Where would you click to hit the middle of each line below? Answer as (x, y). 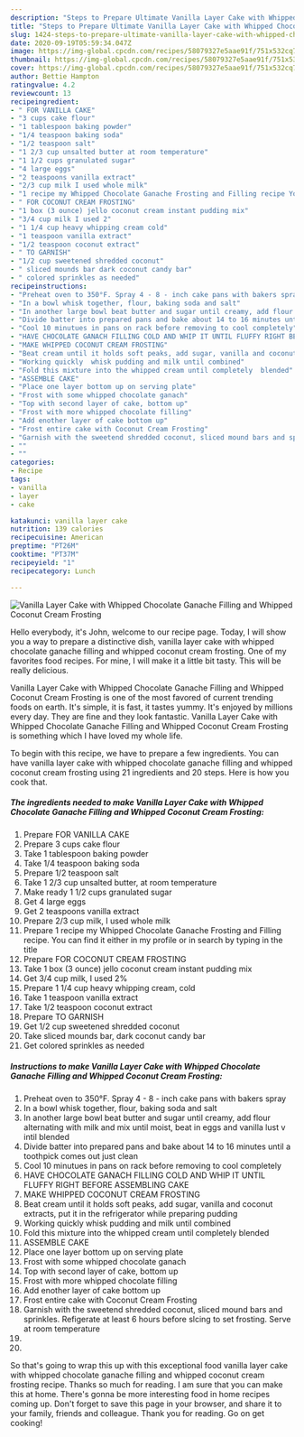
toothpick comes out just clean (81, 1156)
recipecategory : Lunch (53, 571)
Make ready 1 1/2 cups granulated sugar (97, 892)
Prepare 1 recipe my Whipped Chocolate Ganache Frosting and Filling (152, 931)
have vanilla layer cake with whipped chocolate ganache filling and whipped (152, 763)
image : (23, 51)
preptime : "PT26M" (45, 546)
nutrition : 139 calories (57, 529)
